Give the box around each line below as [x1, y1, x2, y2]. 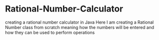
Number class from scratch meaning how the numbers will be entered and [5, 24, 155, 30]
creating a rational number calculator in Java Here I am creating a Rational [5, 19, 154, 25]
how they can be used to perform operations [5, 29, 95, 35]
